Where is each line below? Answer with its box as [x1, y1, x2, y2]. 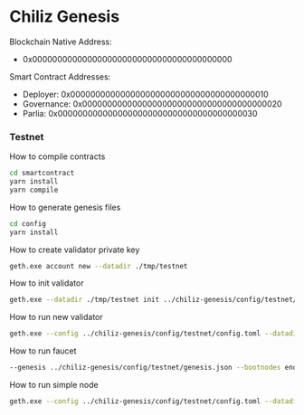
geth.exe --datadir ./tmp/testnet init [9, 296, 160, 305]
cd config [9, 219, 47, 228]
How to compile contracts [9, 151, 106, 162]
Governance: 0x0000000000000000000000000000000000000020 [22, 98, 282, 109]
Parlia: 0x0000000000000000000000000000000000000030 [22, 108, 258, 118]
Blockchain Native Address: [9, 36, 112, 47]
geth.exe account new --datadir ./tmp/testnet [9, 261, 188, 270]
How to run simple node [9, 380, 99, 391]
